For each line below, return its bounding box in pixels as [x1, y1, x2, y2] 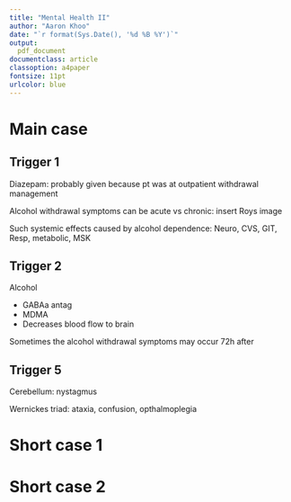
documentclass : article [9, 55, 99, 64]
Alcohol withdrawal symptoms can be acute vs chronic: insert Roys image [9, 205, 283, 216]
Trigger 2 [9, 258, 62, 274]
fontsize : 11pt [9, 72, 66, 81]
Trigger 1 [9, 155, 60, 170]
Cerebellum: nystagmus [9, 386, 97, 397]
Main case [9, 119, 88, 139]
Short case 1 [9, 435, 103, 455]
